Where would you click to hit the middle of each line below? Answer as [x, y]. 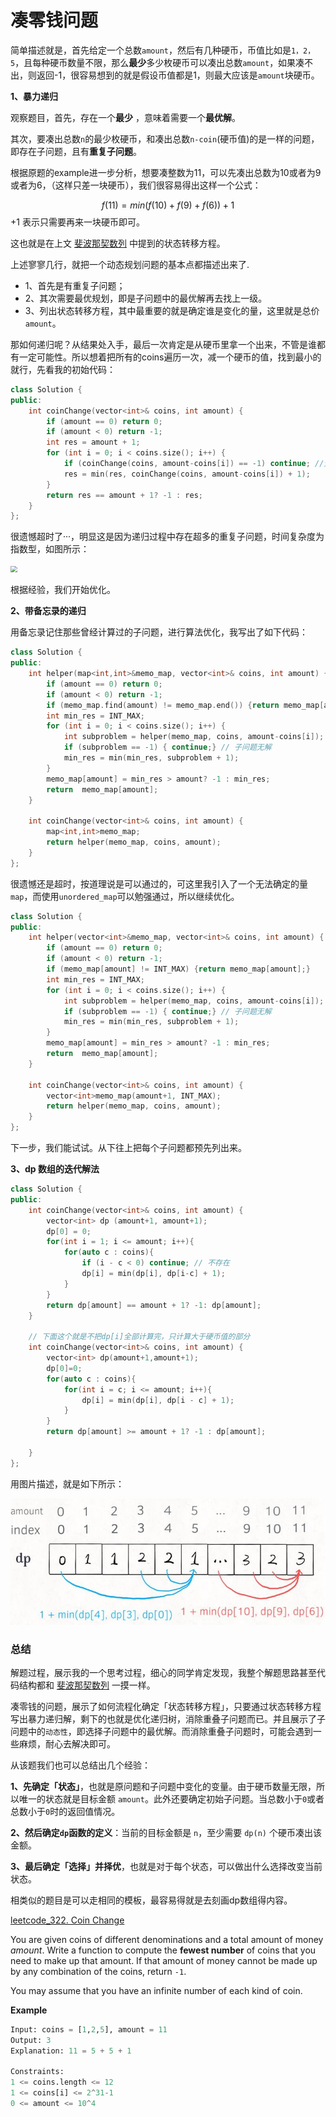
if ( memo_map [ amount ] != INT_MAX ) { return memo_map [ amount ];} [178, 969]
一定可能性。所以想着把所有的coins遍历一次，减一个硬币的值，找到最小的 [170, 357]
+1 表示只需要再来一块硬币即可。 [77, 222]
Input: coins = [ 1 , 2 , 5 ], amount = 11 [89, 2029]
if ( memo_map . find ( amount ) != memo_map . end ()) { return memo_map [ [185, 705]
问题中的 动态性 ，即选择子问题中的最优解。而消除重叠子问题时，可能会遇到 [161, 1731]
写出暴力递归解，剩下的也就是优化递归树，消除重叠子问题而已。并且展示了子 [168, 1718]
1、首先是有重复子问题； [75, 285]
